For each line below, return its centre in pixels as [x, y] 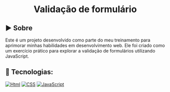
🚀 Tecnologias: [29, 72]
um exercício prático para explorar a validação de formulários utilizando [80, 51]
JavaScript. [17, 56]
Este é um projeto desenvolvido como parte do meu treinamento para [78, 40]
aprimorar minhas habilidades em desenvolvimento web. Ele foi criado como [85, 45]
